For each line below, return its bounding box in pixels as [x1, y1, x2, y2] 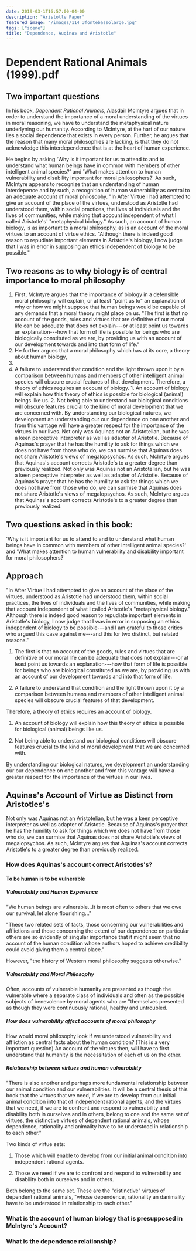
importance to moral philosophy [6, 275, 126, 285]
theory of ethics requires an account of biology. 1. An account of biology [14, 384, 189, 391]
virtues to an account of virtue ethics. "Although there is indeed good [6, 230, 173, 238]
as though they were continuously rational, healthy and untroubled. [6, 1004, 168, 1011]
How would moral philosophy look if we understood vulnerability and [6, 1032, 171, 1039]
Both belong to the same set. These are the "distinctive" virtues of [6, 1187, 166, 1194]
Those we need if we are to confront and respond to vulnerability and [14, 1169, 183, 1177]
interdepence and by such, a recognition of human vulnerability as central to [6, 187, 190, 194]
